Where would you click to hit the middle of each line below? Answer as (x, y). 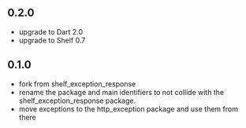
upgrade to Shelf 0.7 (52, 40)
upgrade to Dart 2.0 (51, 31)
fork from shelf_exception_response (77, 84)
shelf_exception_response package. (77, 101)
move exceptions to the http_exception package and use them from (128, 108)
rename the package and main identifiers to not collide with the (121, 92)
